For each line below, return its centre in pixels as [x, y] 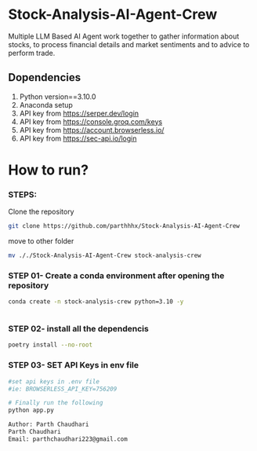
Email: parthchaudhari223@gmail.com [68, 439]
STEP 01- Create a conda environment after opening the [116, 275]
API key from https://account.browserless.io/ [92, 130]
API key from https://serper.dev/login [79, 113]
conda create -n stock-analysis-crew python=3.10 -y [96, 302]
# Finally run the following [56, 403]
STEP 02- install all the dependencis [78, 329]
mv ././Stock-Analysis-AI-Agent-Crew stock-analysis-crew [105, 256]
